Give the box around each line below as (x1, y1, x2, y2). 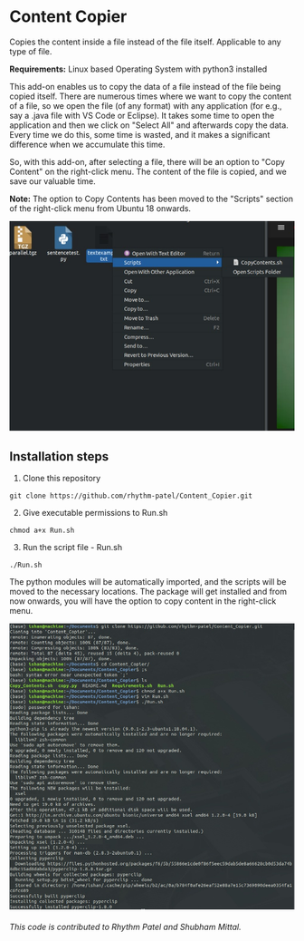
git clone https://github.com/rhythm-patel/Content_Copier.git (9, 491, 253, 500)
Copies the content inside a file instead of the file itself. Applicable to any (9, 36, 282, 47)
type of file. (9, 45, 52, 56)
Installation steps (9, 449, 109, 464)
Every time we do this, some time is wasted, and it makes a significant (9, 129, 271, 140)
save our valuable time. (9, 175, 97, 187)
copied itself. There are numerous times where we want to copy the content (9, 91, 292, 102)
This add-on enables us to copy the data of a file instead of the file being (9, 81, 281, 92)
